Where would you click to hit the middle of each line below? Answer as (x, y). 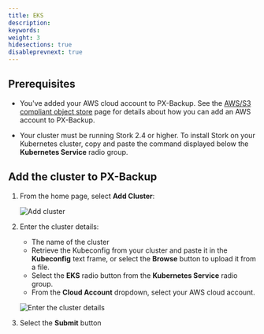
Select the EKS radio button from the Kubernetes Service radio (134, 275)
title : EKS (26, 15)
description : (30, 23)
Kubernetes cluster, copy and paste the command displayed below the (134, 144)
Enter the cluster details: (59, 227)
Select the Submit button (60, 323)
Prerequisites (42, 84)
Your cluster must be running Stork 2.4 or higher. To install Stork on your (138, 135)
